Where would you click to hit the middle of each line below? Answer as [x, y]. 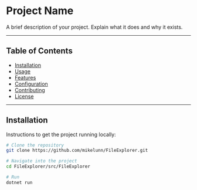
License [24, 96]
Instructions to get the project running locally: [61, 134]
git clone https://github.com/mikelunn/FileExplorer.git [77, 151]
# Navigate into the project [42, 161]
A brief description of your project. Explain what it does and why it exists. [94, 27]
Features [25, 77]
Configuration [31, 84]
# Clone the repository [35, 145]
